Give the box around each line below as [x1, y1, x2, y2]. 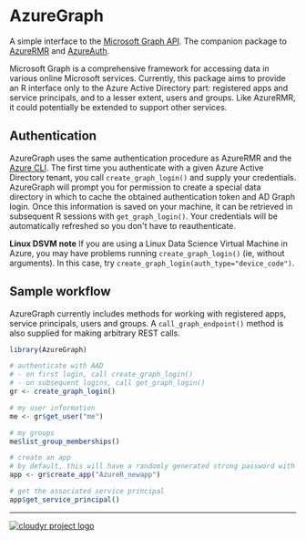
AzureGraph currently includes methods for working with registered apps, [9, 307, 287, 319]
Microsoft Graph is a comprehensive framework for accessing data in [9, 63, 270, 74]
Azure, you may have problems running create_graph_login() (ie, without [9, 247, 285, 258]
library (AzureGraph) [9, 345, 88, 354]
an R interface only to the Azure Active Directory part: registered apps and [9, 82, 289, 93]
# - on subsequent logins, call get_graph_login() [9, 379, 206, 388]
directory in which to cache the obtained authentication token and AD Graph [9, 191, 296, 202]
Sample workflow [9, 284, 111, 299]
